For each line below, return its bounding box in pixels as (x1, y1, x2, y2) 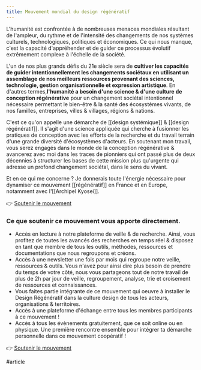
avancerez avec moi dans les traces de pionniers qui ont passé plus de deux (6, 151, 196, 158)
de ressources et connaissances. (14, 281, 97, 288)
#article (6, 358, 25, 365)
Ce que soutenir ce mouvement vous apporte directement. (6, 216, 181, 225)
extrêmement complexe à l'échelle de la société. (6, 50, 126, 58)
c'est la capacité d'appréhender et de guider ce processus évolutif (6, 44, 171, 52)
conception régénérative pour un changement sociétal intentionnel (6, 94, 173, 101)
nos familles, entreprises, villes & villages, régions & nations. (6, 107, 155, 114)
